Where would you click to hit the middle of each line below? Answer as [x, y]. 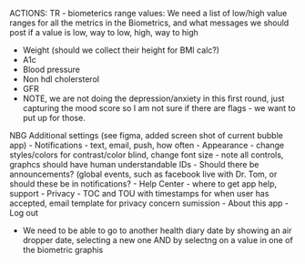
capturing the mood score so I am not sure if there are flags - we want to [159, 108]
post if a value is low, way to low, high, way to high [104, 32]
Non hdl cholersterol [61, 79]
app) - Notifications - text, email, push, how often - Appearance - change [147, 145]
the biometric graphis [63, 250]
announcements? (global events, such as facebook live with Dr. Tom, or [143, 174]
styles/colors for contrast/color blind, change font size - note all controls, [147, 155]
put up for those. [54, 118]
